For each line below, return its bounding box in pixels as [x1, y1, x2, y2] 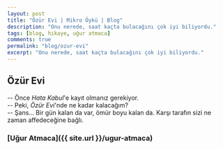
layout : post [7, 10, 45, 17]
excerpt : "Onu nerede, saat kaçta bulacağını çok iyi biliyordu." [7, 50, 204, 57]
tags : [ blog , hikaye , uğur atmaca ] [7, 29, 111, 37]
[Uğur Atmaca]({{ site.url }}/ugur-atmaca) [7, 133, 153, 143]
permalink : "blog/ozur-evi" [7, 43, 89, 50]
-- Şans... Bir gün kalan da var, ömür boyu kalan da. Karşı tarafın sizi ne [7, 108, 211, 117]
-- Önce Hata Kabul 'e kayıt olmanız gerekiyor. [7, 93, 139, 102]
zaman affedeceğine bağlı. [7, 116, 84, 124]
